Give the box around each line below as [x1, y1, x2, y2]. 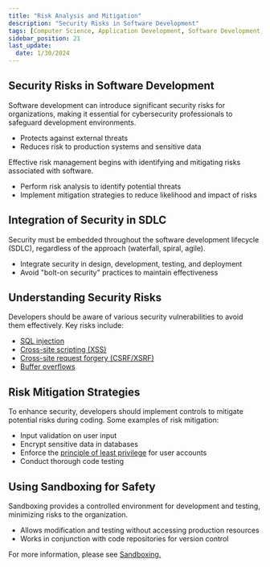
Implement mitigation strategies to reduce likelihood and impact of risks [19, 190, 257, 200]
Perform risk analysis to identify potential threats [19, 181, 182, 191]
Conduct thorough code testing [19, 457, 125, 466]
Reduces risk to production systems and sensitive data [19, 142, 202, 151]
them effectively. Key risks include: [8, 321, 125, 330]
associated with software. [8, 166, 94, 176]
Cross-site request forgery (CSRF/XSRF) [19, 354, 154, 363]
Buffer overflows [19, 362, 76, 371]
